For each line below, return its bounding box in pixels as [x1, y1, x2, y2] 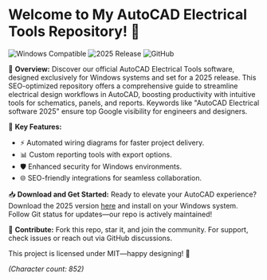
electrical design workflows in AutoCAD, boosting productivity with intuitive [8, 89, 256, 99]
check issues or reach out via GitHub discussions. [8, 233, 173, 243]
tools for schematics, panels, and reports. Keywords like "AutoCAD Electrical [8, 98, 260, 107]
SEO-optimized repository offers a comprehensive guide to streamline [8, 81, 238, 91]
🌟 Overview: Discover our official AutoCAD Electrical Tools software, [8, 64, 235, 73]
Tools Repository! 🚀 [8, 22, 140, 41]
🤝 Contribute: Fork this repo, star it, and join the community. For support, [8, 224, 249, 234]
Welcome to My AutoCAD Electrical [8, 6, 247, 24]
